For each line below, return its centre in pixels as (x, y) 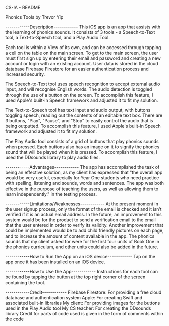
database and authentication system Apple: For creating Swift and (74, 297)
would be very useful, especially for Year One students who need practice (82, 178)
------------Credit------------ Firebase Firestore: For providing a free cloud (83, 292)
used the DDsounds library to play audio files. (52, 157)
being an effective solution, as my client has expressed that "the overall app (84, 172)
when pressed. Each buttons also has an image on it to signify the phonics (82, 147)
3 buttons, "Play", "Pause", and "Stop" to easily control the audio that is (79, 121)
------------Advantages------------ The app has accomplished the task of (82, 167)
